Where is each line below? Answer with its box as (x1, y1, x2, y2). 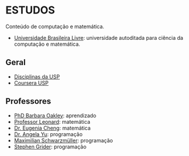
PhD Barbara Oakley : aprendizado (14, 112, 97, 119)
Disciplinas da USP (14, 73, 60, 80)
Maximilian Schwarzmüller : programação (14, 137, 113, 144)
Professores (5, 96, 51, 106)
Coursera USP (14, 79, 49, 86)
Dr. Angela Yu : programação (14, 130, 83, 138)
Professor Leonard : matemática (14, 118, 90, 125)
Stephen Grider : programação (14, 143, 87, 150)
